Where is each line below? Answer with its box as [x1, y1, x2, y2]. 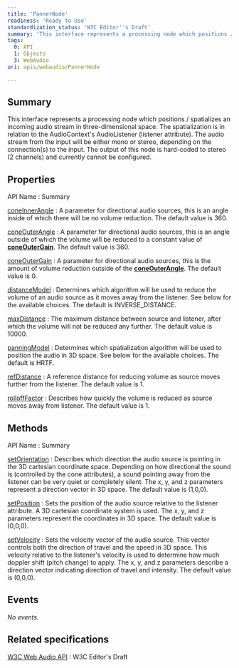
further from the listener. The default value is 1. [7, 380, 144, 389]
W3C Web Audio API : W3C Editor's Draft [7, 652, 128, 661]
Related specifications [7, 634, 109, 646]
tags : [7, 37, 23, 44]
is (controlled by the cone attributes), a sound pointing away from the [7, 470, 211, 478]
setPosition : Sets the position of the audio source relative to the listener [7, 499, 218, 508]
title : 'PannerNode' [7, 10, 69, 18]
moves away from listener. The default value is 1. [7, 401, 150, 410]
